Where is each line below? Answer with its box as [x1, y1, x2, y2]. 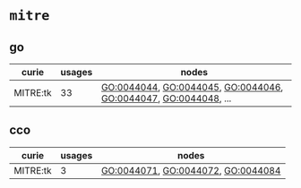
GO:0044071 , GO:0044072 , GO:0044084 [101, 164, 281, 176]
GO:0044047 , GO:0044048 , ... [101, 92, 232, 105]
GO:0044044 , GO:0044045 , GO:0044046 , [101, 81, 284, 93]
